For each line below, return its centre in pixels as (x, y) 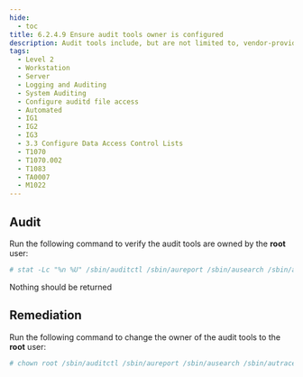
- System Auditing (52, 93)
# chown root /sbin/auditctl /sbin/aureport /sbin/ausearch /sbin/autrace (153, 363)
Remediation (46, 315)
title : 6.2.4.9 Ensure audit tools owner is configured (116, 34)
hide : (19, 18)
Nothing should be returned (61, 287)
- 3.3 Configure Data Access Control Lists (100, 143)
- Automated (40, 110)
